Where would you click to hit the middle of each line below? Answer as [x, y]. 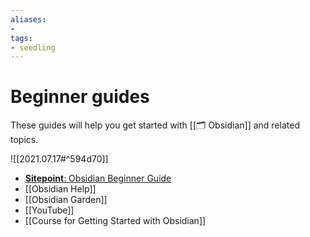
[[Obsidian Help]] [60, 189]
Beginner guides [80, 97]
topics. [24, 140]
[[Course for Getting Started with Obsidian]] [115, 221]
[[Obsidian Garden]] [66, 200]
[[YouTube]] [49, 210]
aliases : [28, 19]
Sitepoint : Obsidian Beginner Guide [98, 178]
